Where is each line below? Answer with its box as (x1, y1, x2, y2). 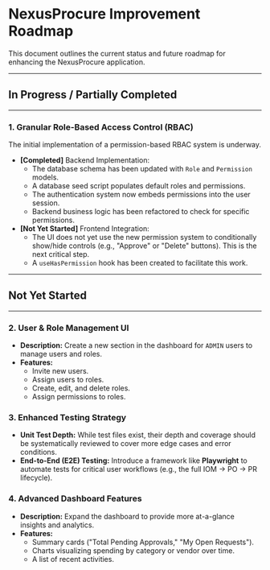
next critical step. (31, 250, 90, 259)
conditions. (19, 448, 58, 457)
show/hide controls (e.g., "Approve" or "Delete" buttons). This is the (31, 241, 257, 250)
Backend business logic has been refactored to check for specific (31, 207, 250, 217)
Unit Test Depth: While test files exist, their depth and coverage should (19, 430, 256, 440)
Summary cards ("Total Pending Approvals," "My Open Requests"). (31, 537, 255, 547)
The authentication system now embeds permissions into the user (31, 190, 251, 200)
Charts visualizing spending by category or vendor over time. (31, 545, 235, 556)
